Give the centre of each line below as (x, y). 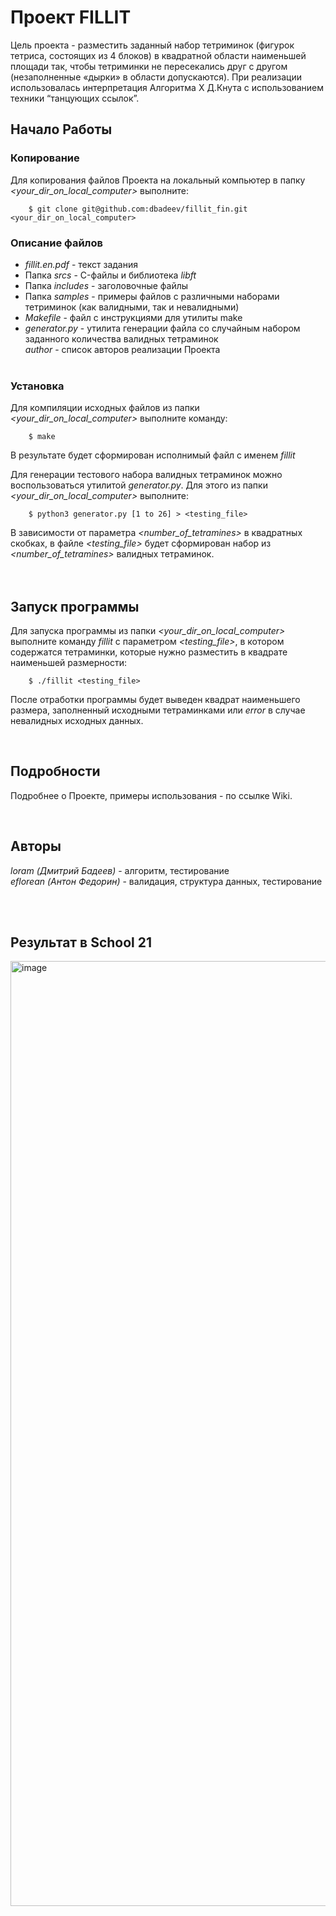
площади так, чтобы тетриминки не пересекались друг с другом (149, 66)
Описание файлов (56, 243)
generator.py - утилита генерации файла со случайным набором (162, 328)
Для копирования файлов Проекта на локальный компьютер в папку (158, 180)
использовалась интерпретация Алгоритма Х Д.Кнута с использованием (167, 87)
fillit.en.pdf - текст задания (81, 264)
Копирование (45, 158)
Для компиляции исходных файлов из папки (105, 408)
